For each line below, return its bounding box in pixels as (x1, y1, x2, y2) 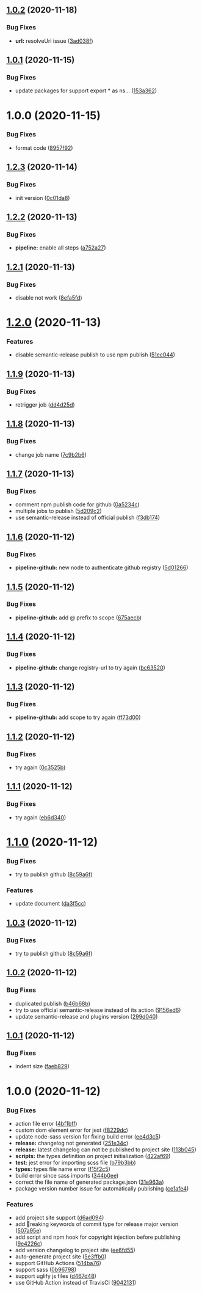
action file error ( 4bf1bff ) (15, 1120, 78, 1127)
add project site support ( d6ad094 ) (15, 1214, 104, 1222)
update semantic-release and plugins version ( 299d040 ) (15, 1013, 158, 1020)
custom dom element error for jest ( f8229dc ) (15, 1126, 128, 1134)
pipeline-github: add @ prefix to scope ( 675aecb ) (15, 614, 142, 621)
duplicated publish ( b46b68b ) (15, 1000, 90, 1007)
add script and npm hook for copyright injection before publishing (15, 1233, 181, 1241)
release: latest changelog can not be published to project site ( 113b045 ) (15, 1146, 197, 1153)
